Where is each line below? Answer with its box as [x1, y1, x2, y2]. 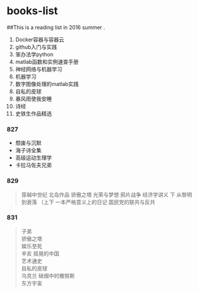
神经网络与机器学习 [15, 65, 63, 72]
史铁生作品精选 [15, 110, 52, 117]
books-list [7, 4, 59, 18]
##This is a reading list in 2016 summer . [7, 24, 105, 31]
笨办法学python [15, 50, 54, 57]
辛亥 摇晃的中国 [21, 250, 60, 257]
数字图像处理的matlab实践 [15, 80, 79, 87]
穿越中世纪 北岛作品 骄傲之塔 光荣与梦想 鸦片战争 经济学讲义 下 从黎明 [21, 191, 193, 198]
